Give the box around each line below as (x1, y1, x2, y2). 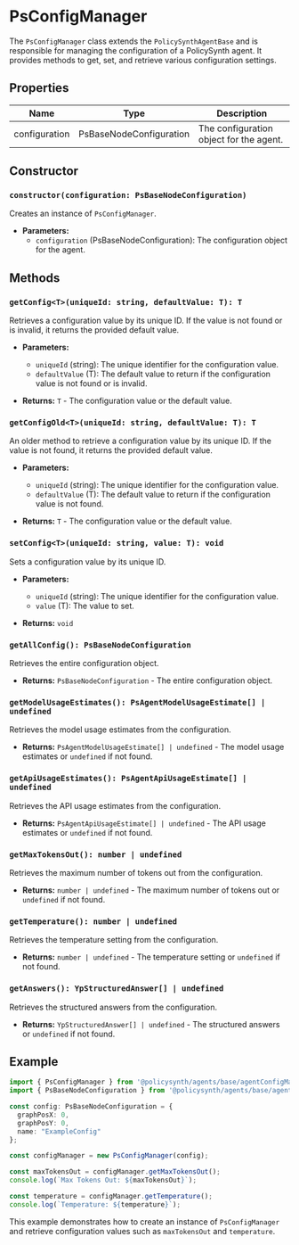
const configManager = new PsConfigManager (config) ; (9, 1151, 209, 1160)
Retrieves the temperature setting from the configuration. (9, 935, 219, 945)
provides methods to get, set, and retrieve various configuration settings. (9, 54, 278, 65)
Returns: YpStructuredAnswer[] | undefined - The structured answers (21, 1018, 280, 1029)
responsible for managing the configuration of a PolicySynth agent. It (9, 45, 263, 55)
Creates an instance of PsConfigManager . (9, 208, 158, 219)
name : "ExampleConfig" (17, 1126, 101, 1136)
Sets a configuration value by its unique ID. (9, 556, 166, 567)
